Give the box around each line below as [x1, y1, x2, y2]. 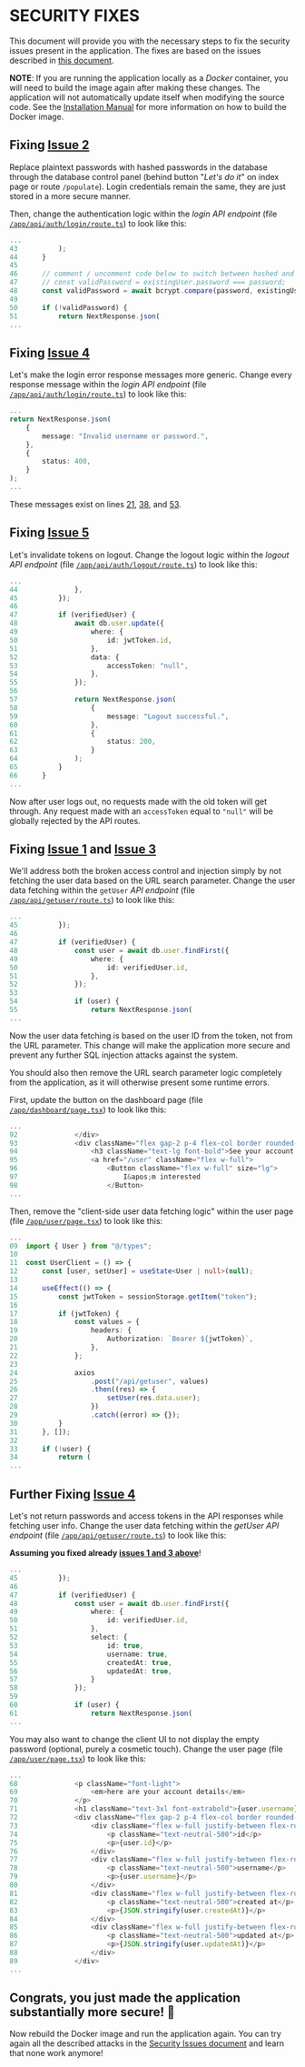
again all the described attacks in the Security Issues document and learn [9, 2038, 284, 2049]
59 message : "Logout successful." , [9, 711, 230, 721]
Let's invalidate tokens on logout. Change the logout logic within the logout [9, 549, 290, 560]
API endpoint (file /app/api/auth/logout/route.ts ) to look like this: [9, 558, 258, 569]
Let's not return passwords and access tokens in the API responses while [9, 1510, 284, 1521]
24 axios [9, 1368, 95, 1378]
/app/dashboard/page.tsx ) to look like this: [9, 1104, 167, 1115]
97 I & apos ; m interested [9, 1172, 202, 1182]
